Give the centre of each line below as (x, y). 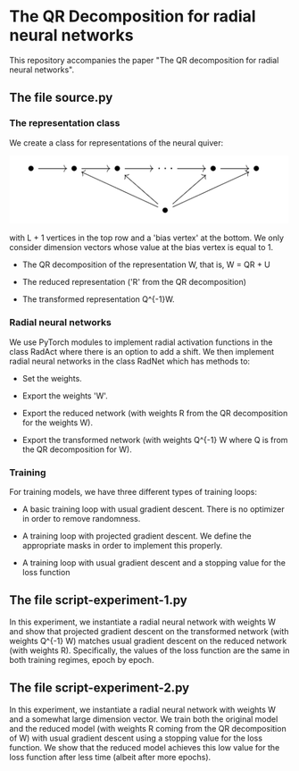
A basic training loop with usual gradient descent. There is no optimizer (153, 509)
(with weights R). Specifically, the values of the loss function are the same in (149, 650)
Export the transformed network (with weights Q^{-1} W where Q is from (155, 440)
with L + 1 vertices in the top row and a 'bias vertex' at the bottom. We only (146, 238)
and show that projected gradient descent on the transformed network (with (149, 631)
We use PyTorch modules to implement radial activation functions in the (141, 342)
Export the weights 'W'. (65, 396)
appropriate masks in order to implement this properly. (122, 545)
